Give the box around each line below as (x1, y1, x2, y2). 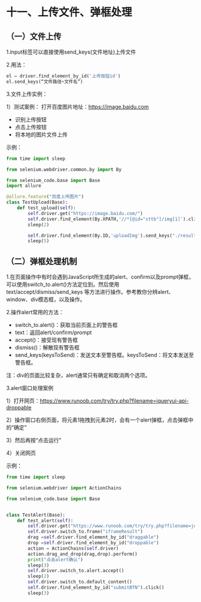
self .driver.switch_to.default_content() (28, 579, 133, 585)
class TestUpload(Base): (6, 199, 68, 205)
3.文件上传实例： (6, 90, 48, 97)
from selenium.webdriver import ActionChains (6, 485, 121, 491)
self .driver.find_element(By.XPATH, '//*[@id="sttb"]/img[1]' (28, 216, 184, 222)
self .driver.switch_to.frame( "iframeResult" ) (28, 529, 144, 535)
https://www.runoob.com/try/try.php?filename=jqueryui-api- (39, 397, 189, 404)
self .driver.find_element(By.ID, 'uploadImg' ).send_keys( (28, 233, 172, 239)
